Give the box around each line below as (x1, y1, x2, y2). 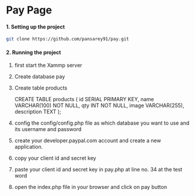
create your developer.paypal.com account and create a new (14, 137, 162, 144)
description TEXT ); (14, 108, 61, 115)
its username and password (14, 126, 82, 133)
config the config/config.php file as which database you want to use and (14, 119, 190, 126)
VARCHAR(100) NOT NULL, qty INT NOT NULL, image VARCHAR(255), (14, 102, 184, 109)
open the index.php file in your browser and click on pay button (14, 184, 168, 191)
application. (14, 143, 43, 150)
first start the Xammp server (14, 62, 83, 69)
